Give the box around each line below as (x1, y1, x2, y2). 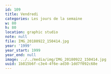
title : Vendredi (5, 12, 38, 17)
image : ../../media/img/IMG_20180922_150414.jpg (5, 57, 107, 62)
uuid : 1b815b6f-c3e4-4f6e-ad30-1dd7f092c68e (5, 61, 98, 66)
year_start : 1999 (5, 48, 41, 53)
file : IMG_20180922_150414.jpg (5, 39, 69, 44)
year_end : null (5, 52, 36, 57)
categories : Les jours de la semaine (5, 16, 83, 21)
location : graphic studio (5, 30, 58, 35)
